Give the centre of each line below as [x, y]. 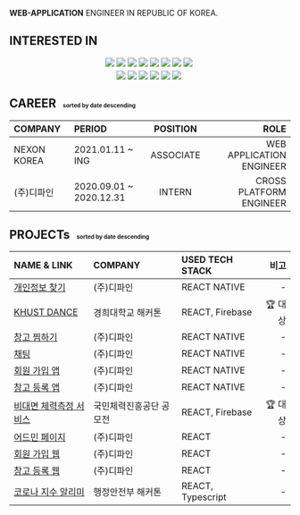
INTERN [175, 191]
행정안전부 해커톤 [128, 493]
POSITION [175, 129]
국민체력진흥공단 [126, 406]
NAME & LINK [43, 266]
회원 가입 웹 [37, 454]
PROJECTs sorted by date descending [79, 235]
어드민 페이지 [40, 437]
